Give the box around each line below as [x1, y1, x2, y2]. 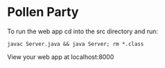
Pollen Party [7, 4, 79, 20]
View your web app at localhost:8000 [7, 53, 114, 61]
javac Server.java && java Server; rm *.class [7, 40, 144, 47]
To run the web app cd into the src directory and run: [7, 27, 158, 35]
